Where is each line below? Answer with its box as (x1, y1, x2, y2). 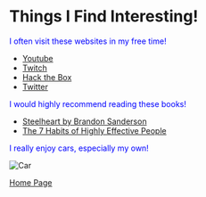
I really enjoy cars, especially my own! (9, 143, 149, 153)
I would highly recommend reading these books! (9, 98, 187, 109)
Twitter (21, 81, 49, 92)
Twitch (21, 62, 47, 73)
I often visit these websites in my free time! (9, 36, 167, 46)
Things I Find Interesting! (9, 6, 199, 27)
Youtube (21, 53, 54, 63)
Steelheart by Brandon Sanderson (21, 116, 147, 127)
